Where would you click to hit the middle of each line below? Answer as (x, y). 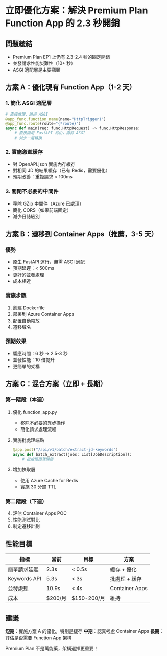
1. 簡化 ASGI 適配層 (29, 103)
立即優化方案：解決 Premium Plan (77, 10)
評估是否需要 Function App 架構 (39, 638)
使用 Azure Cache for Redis (49, 481)
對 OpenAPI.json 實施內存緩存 (44, 164)
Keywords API (25, 579)
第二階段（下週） (26, 502)
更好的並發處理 (28, 275)
